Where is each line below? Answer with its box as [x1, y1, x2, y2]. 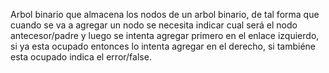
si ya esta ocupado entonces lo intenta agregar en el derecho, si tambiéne [10, 40, 316, 52]
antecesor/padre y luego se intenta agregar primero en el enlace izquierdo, [10, 30, 320, 41]
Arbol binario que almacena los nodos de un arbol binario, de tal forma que [10, 9, 320, 20]
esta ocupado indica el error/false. [10, 51, 152, 63]
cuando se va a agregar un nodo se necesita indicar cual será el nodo [10, 19, 298, 31]
